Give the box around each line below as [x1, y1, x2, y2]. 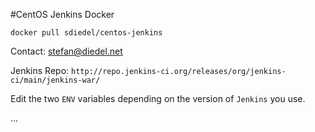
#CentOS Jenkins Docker [10, 9, 115, 20]
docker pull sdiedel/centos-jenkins [10, 28, 163, 38]
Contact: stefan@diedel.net [10, 45, 123, 57]
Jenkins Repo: [10, 65, 70, 76]
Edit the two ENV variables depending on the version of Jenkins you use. [10, 93, 306, 104]
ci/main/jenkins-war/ [10, 75, 101, 85]
